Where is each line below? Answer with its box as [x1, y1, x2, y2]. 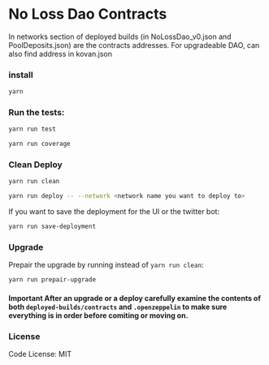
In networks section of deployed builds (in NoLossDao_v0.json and [8, 32, 232, 41]
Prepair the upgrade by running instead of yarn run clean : [8, 260, 204, 270]
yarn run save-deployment [8, 222, 96, 231]
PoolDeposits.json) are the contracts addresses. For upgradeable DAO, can [8, 40, 260, 49]
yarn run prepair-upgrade [8, 276, 96, 284]
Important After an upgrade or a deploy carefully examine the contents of [8, 293, 262, 303]
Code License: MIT [8, 350, 72, 359]
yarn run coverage [8, 140, 71, 148]
